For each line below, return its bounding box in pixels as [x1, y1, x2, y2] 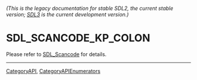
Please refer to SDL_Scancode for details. [6, 50, 107, 58]
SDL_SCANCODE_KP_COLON [6, 31, 151, 44]
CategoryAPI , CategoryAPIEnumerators [6, 67, 101, 74]
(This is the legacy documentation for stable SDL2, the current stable [6, 5, 174, 12]
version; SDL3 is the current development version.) [6, 11, 129, 18]
